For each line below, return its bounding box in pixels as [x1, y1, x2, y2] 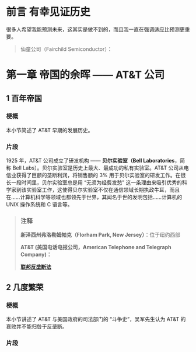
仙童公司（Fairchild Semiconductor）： [20, 45, 113, 53]
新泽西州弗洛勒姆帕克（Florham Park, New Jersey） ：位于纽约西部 [20, 232, 181, 239]
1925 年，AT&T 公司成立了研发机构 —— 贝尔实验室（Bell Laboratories [6, 157, 175, 164]
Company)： [20, 251, 52, 258]
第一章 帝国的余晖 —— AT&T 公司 [6, 68, 165, 82]
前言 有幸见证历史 [6, 5, 90, 19]
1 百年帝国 [6, 93, 43, 103]
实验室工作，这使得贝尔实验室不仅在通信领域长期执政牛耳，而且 [26, 187, 180, 194]
